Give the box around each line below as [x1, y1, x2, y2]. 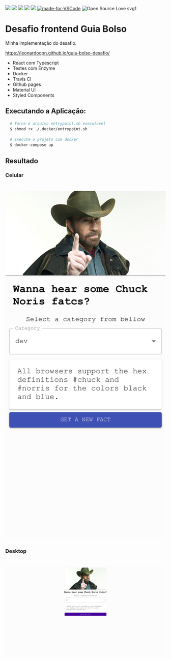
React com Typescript [12, 59, 59, 66]
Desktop [5, 547, 27, 554]
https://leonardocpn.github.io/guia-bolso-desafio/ [5, 50, 110, 56]
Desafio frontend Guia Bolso [5, 23, 127, 35]
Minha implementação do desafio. [5, 40, 77, 46]
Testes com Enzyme [12, 65, 55, 71]
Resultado [5, 157, 38, 165]
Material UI [12, 86, 36, 93]
